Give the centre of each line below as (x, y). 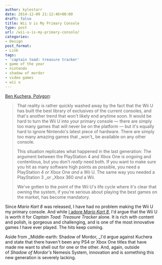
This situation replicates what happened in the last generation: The (84, 151)
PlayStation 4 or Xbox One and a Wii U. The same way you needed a (86, 172)
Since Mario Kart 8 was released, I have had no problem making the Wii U (79, 206)
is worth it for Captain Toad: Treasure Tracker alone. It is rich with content (80, 217)
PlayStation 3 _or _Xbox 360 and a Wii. (56, 177)
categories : (17, 37)
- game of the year (25, 64)
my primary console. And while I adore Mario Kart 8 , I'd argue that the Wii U (81, 212)
